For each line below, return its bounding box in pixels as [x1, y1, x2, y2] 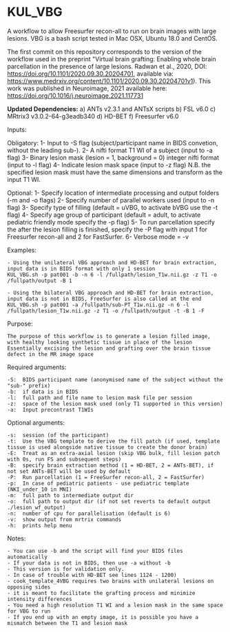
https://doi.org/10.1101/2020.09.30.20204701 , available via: [7, 70, 174, 78]
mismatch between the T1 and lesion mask [7, 620, 128, 626]
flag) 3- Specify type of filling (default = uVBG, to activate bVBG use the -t [7, 203, 218, 211]
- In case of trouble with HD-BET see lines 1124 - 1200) [7, 571, 177, 578]
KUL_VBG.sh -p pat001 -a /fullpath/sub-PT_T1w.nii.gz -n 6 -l [7, 301, 189, 308]
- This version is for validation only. [7, 565, 125, 572]
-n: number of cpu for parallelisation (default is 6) [7, 510, 171, 517]
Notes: [7, 534, 26, 543]
